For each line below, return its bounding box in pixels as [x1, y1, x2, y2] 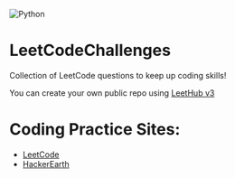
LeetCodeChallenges [9, 41, 172, 61]
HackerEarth [22, 158, 70, 169]
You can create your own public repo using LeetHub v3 [9, 87, 215, 98]
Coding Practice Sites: [9, 119, 181, 140]
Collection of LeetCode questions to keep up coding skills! [9, 70, 227, 80]
